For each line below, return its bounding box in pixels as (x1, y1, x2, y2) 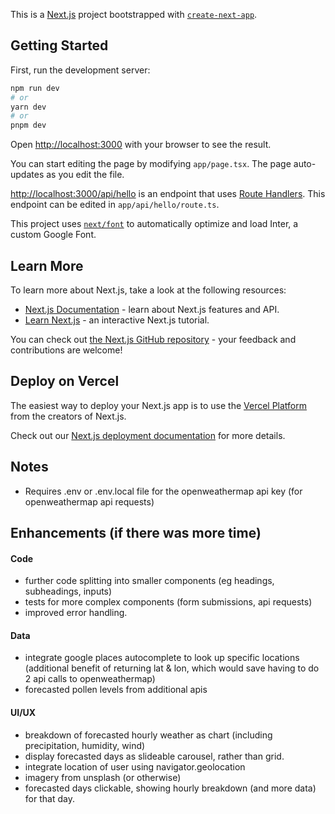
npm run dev (10, 83, 60, 93)
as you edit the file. (46, 169, 125, 181)
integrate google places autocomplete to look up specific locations (24, 652, 300, 664)
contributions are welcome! (10, 344, 123, 356)
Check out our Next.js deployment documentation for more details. (10, 429, 286, 441)
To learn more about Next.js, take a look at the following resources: (10, 284, 287, 296)
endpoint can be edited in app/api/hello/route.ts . (10, 199, 220, 211)
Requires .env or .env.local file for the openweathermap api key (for (24, 485, 303, 497)
